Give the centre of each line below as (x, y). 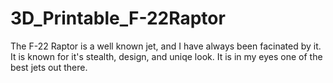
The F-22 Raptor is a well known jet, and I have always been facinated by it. (166, 46)
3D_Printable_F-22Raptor (118, 18)
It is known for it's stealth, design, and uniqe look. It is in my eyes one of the (166, 56)
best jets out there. (49, 67)
